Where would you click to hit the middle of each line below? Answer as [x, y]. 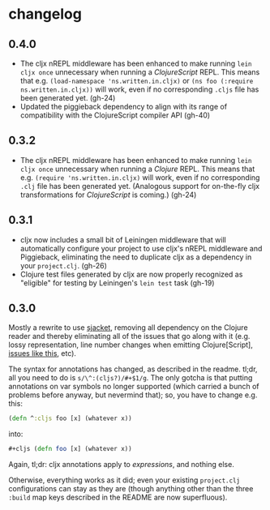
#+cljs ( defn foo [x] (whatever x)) [70, 449]
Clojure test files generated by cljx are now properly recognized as [131, 274]
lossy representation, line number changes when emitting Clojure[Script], [131, 345]
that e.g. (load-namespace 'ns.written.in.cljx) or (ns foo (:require [137, 81]
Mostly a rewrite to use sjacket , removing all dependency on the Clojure [129, 328]
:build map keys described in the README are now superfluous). [118, 497]
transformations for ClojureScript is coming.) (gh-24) [108, 195]
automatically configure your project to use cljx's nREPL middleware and [141, 248]
